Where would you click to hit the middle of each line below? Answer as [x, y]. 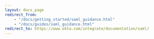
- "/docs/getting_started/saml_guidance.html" [64, 19]
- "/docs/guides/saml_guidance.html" [54, 24]
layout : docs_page [24, 10]
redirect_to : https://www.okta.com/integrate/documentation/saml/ [77, 29]
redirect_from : [21, 15]
